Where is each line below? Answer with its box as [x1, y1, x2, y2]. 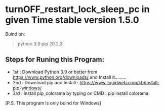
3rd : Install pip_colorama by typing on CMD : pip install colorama [12, 90, 149, 96]
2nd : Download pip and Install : [12, 79, 79, 85]
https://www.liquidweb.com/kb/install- [79, 79, 160, 85]
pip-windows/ [12, 85, 42, 91]
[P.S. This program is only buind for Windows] [5, 100, 101, 106]
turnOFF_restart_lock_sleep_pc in [5, 4, 150, 15]
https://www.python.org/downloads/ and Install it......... [12, 74, 127, 80]
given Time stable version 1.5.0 [5, 14, 139, 26]
